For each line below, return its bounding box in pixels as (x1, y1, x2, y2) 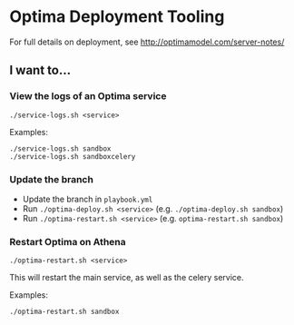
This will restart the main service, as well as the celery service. (9, 272, 244, 283)
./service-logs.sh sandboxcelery (9, 152, 136, 161)
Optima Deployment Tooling (9, 6, 225, 27)
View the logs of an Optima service (9, 90, 167, 103)
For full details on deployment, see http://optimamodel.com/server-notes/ (9, 36, 285, 47)
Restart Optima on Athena (9, 235, 127, 248)
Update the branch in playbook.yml (22, 193, 153, 204)
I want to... (9, 63, 72, 78)
